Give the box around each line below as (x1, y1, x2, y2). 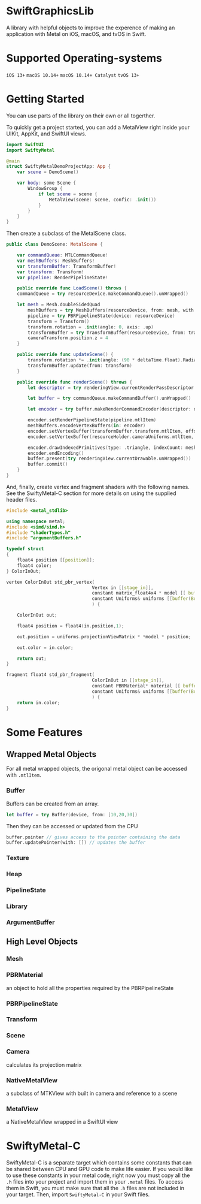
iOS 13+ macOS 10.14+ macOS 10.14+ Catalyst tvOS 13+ (6, 72, 139, 79)
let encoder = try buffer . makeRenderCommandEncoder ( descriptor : (28, 406, 191, 412)
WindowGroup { (28, 186, 63, 192)
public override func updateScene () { (17, 352, 114, 358)
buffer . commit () (28, 461, 68, 467)
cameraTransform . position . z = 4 (28, 335, 109, 341)
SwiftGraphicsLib (6, 4, 95, 18)
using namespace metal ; (6, 518, 66, 524)
